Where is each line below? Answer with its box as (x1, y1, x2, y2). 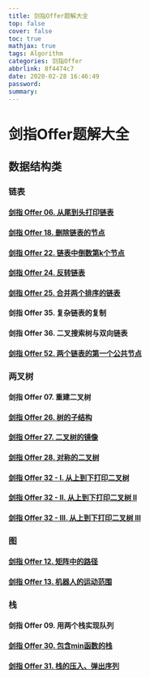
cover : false (8, 27, 53, 35)
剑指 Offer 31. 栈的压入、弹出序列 (8, 661, 120, 671)
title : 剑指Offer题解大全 (8, 11, 89, 20)
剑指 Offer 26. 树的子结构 (8, 412, 92, 422)
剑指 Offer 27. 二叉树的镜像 (8, 432, 99, 443)
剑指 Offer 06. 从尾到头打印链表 (8, 208, 114, 218)
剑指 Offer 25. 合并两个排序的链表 (8, 287, 121, 297)
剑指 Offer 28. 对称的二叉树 (8, 452, 100, 462)
